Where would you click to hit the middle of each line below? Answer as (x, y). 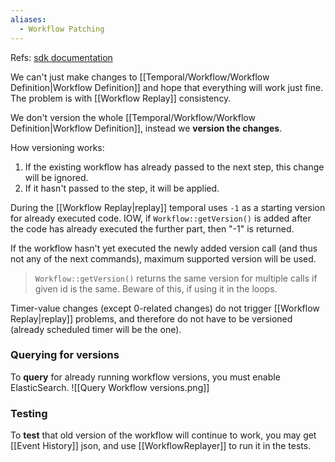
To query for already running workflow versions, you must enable (145, 377)
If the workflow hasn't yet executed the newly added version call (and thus (164, 248)
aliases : (28, 19)
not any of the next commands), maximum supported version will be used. (163, 258)
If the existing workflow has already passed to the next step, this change (174, 167)
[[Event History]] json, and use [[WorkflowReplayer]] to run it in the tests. (161, 446)
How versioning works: (57, 147)
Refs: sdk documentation (61, 57)
